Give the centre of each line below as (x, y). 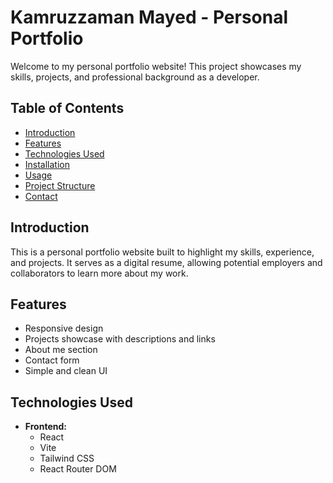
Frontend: (45, 427)
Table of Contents (67, 108)
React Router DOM (78, 469)
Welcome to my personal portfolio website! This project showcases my (156, 66)
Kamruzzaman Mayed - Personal (149, 17)
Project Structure (60, 185)
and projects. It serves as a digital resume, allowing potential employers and (166, 262)
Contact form (52, 360)
